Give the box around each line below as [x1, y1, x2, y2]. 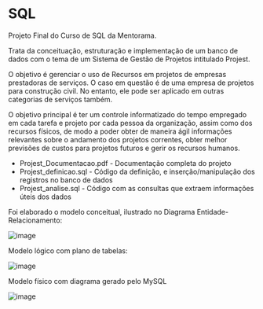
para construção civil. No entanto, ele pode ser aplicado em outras [8, 86, 225, 95]
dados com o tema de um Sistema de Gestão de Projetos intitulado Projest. [8, 54, 250, 64]
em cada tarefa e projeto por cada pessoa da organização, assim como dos [8, 118, 253, 127]
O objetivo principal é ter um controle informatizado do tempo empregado [8, 109, 247, 119]
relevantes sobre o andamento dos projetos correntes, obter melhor [8, 134, 228, 144]
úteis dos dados [19, 192, 72, 201]
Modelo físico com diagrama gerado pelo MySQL [8, 276, 167, 285]
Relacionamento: [8, 215, 63, 225]
